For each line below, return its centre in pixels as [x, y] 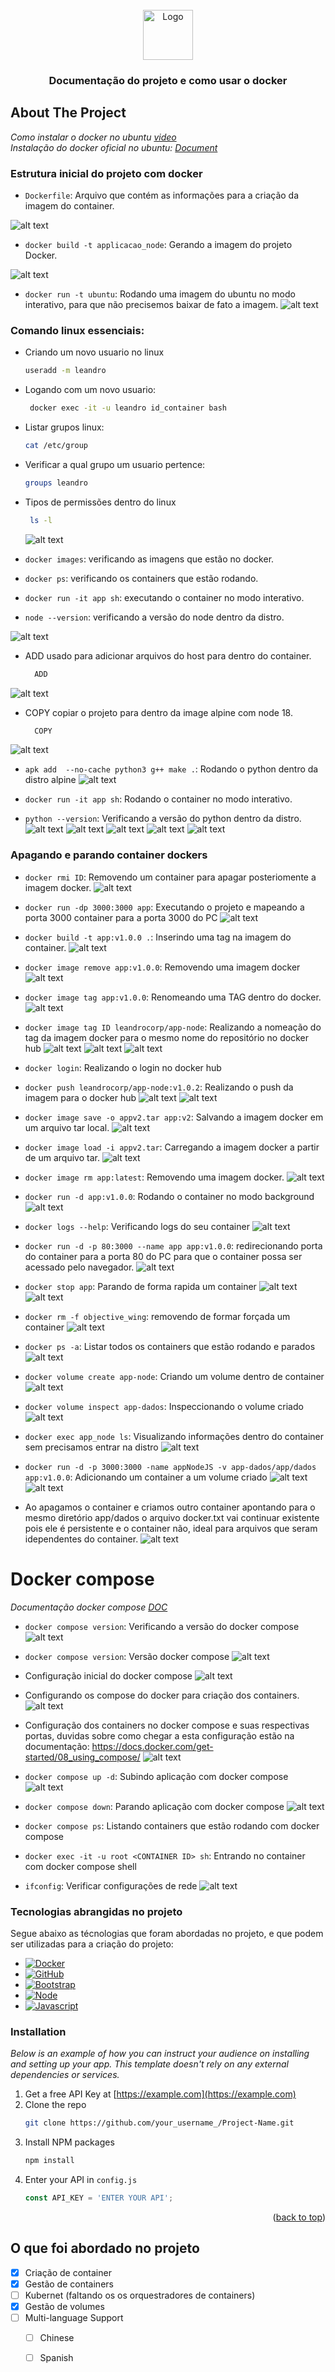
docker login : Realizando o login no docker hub [123, 1067]
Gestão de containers [69, 2284]
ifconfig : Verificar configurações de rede [111, 1885]
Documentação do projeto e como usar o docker [168, 80]
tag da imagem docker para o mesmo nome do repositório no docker [166, 1037]
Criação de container [68, 2272]
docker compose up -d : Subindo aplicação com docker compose [156, 1776]
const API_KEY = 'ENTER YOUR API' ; [99, 2198]
